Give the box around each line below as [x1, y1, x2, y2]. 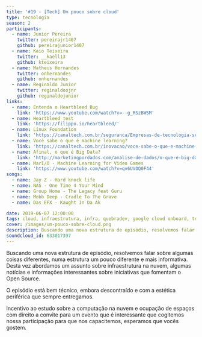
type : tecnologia [6, 14, 50, 20]
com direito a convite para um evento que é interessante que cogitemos [6, 311, 185, 318]
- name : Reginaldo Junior [11, 82, 77, 88]
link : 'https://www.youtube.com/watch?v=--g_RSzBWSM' [17, 110, 155, 116]
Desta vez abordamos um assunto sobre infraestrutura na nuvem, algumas [6, 262, 191, 269]
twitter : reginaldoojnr [17, 87, 77, 93]
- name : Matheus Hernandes [11, 65, 79, 71]
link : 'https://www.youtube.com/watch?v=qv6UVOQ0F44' [17, 166, 155, 172]
